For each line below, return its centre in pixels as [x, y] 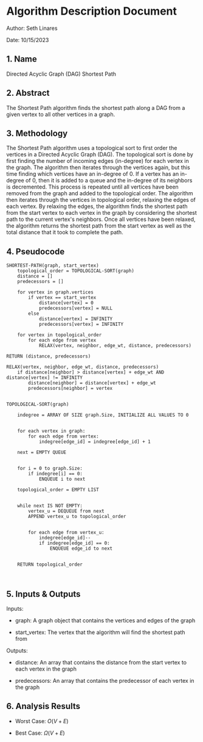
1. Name [22, 59]
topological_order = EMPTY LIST [58, 490]
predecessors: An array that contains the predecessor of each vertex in [105, 681]
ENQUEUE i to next [62, 479]
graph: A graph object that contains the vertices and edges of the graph [105, 620]
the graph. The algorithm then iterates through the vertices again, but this [98, 167]
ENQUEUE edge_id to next [81, 549]
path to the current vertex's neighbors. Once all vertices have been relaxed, [101, 219]
